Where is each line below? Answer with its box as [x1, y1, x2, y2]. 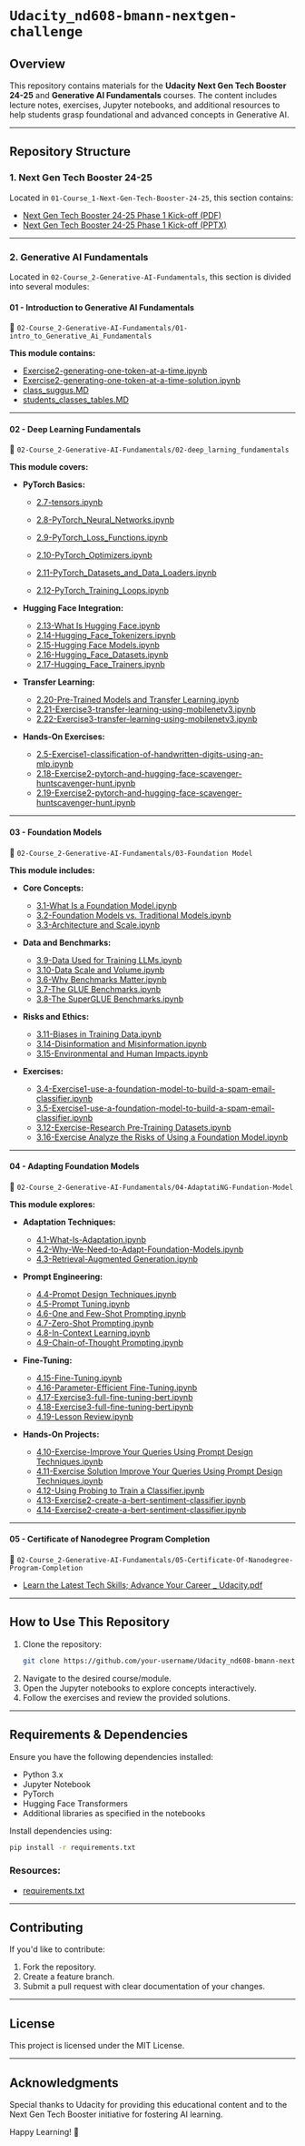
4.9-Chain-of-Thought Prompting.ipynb [35, 1337, 184, 1348]
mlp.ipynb [35, 758, 74, 769]
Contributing [9, 1920, 84, 1936]
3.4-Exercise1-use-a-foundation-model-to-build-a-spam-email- [35, 1083, 276, 1094]
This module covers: [9, 462, 89, 473]
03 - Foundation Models [9, 827, 103, 838]
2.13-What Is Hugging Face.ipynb [35, 620, 161, 631]
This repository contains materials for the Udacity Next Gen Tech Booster [9, 80, 287, 91]
